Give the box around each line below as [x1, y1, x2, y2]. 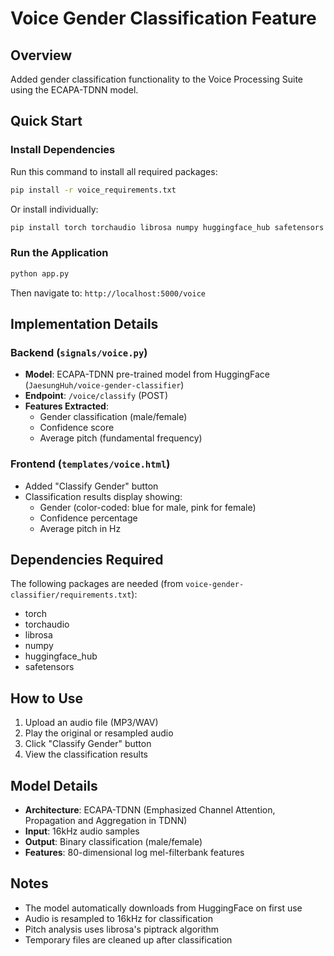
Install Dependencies [10, 143, 116, 157]
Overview [10, 47, 73, 64]
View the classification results [24, 748, 148, 761]
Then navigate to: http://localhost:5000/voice [10, 287, 206, 299]
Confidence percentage [39, 512, 138, 524]
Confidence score [39, 422, 115, 434]
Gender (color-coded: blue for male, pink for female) [39, 501, 257, 513]
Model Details [10, 777, 98, 794]
